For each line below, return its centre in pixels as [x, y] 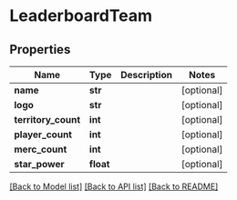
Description [147, 75]
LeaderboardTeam [81, 16]
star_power [39, 164]
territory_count [47, 120]
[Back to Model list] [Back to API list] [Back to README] [114, 186]
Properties [40, 50]
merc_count [41, 149]
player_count [43, 135]
